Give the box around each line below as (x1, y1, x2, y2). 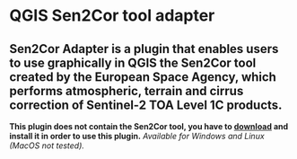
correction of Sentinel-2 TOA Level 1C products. (9, 97, 283, 112)
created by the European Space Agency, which (9, 69, 276, 84)
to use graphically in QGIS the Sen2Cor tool (9, 55, 257, 70)
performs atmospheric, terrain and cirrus (9, 83, 244, 99)
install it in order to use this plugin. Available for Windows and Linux (9, 131, 265, 141)
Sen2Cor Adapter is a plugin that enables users (9, 41, 279, 57)
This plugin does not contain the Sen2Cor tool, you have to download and (9, 121, 289, 131)
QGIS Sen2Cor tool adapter (9, 5, 215, 26)
